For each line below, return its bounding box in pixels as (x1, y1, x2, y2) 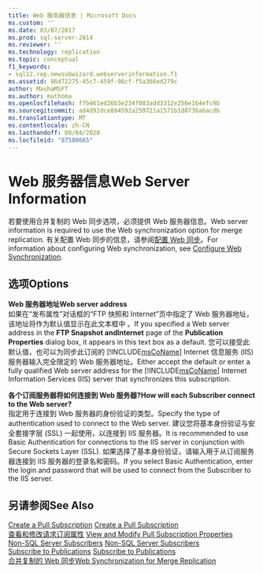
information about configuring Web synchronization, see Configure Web (8, 244, 243, 253)
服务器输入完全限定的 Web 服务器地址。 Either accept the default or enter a (8, 357, 250, 366)
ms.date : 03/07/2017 (8, 26, 76, 34)
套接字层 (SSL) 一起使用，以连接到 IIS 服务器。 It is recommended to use (14, 429, 249, 438)
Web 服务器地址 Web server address (8, 300, 128, 309)
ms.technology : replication (8, 48, 101, 56)
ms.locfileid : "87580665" (8, 136, 93, 144)
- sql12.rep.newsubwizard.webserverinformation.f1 (8, 70, 178, 78)
